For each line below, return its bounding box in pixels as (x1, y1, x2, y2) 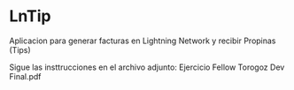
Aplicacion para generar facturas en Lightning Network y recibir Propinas (9, 35, 276, 46)
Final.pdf (9, 71, 42, 81)
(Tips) (9, 44, 31, 55)
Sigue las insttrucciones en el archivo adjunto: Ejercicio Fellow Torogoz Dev (9, 62, 285, 72)
